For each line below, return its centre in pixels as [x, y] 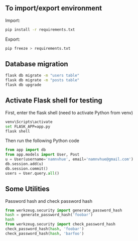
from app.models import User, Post [42, 155]
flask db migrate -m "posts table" [42, 80]
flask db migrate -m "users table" [42, 76]
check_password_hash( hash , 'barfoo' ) [45, 233]
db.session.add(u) [24, 164]
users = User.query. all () [32, 173]
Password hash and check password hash [49, 201]
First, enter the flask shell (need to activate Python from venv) [69, 112]
